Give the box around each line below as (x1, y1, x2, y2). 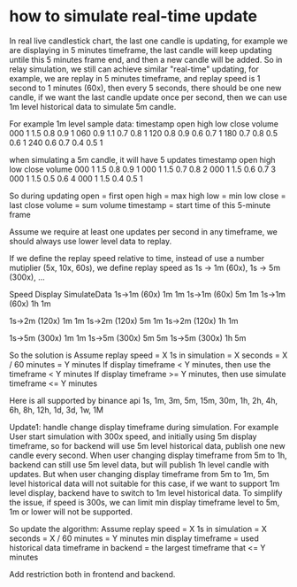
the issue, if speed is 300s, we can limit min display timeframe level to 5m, (9, 497, 280, 507)
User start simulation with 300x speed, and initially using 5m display (9, 431, 257, 442)
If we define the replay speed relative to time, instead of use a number (9, 252, 265, 263)
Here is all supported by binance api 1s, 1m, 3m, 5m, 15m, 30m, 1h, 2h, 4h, (9, 395, 278, 405)
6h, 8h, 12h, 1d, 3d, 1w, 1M (9, 405, 104, 415)
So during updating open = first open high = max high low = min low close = (9, 190, 286, 201)
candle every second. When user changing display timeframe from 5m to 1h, (9, 450, 287, 460)
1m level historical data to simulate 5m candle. (9, 101, 177, 112)
